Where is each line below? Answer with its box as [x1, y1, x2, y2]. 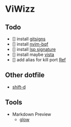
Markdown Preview [12, 111, 51, 117]
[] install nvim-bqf [12, 41, 48, 47]
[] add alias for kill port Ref [12, 57, 66, 62]
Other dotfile [5, 71, 45, 79]
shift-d [12, 84, 26, 90]
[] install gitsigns [12, 36, 46, 42]
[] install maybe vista [12, 51, 54, 57]
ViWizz [5, 3, 35, 15]
